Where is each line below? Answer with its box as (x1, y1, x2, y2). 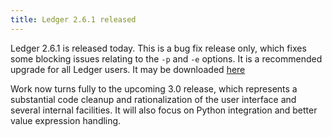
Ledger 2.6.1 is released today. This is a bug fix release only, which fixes (10, 42, 307, 54)
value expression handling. (10, 114, 122, 126)
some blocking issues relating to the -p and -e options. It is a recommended (10, 52, 323, 65)
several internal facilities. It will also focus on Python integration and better (10, 104, 318, 116)
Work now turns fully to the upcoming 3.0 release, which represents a (10, 82, 298, 95)
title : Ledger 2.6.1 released (10, 14, 137, 25)
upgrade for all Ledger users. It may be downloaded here (10, 63, 246, 75)
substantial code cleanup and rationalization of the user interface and (10, 93, 297, 105)
